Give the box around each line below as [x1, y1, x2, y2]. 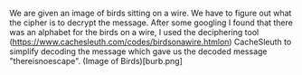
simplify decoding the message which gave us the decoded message [9, 46, 269, 57]
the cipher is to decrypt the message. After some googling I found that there [9, 17, 294, 28]
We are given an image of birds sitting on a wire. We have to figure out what [9, 8, 292, 18]
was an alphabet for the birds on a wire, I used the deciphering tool [9, 27, 260, 37]
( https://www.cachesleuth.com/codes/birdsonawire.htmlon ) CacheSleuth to [9, 36, 292, 47]
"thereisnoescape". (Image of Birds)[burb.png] [9, 56, 184, 66]
